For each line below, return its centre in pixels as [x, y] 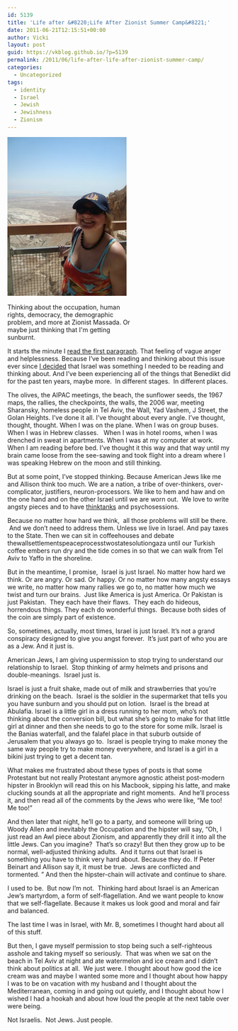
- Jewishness [33, 112]
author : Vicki [28, 38]
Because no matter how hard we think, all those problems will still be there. [118, 520]
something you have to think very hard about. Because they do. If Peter [111, 859]
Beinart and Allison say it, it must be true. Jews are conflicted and [104, 866]
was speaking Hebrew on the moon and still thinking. [85, 463]
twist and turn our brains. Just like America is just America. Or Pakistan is [115, 594]
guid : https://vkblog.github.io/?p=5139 [68, 53]
